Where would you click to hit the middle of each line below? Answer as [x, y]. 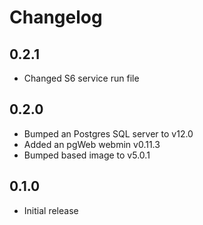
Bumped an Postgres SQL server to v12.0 [108, 133]
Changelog [56, 17]
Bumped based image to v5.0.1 [87, 155]
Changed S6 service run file [81, 78]
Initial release [51, 210]
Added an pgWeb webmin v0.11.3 [92, 144]
